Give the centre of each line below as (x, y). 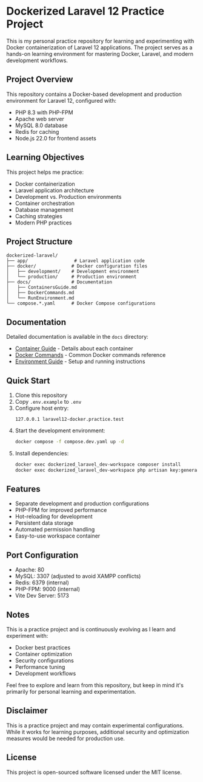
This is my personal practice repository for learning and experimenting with (100, 41)
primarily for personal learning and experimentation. (71, 692)
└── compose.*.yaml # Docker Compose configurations (81, 303)
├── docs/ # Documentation (59, 282)
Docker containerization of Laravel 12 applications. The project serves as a (99, 47)
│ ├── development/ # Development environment (73, 272)
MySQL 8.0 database (41, 125)
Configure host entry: (42, 408)
